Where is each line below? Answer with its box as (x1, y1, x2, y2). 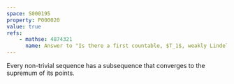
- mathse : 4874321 (19, 36, 73, 43)
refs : (6, 29, 22, 37)
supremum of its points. (6, 69, 75, 77)
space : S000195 (6, 10, 51, 17)
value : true (6, 23, 41, 30)
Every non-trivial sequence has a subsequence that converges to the (6, 62, 205, 69)
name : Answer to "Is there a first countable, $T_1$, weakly (24, 42, 207, 49)
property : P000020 (6, 17, 60, 24)
